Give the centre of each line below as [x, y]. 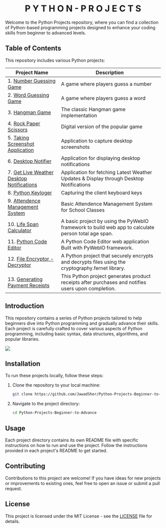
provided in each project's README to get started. [56, 450]
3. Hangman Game [29, 112]
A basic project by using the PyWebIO [105, 221]
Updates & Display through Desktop [103, 178]
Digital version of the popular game [102, 127]
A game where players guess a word [103, 98]
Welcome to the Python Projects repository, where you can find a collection [82, 22]
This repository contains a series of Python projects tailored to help [74, 318]
